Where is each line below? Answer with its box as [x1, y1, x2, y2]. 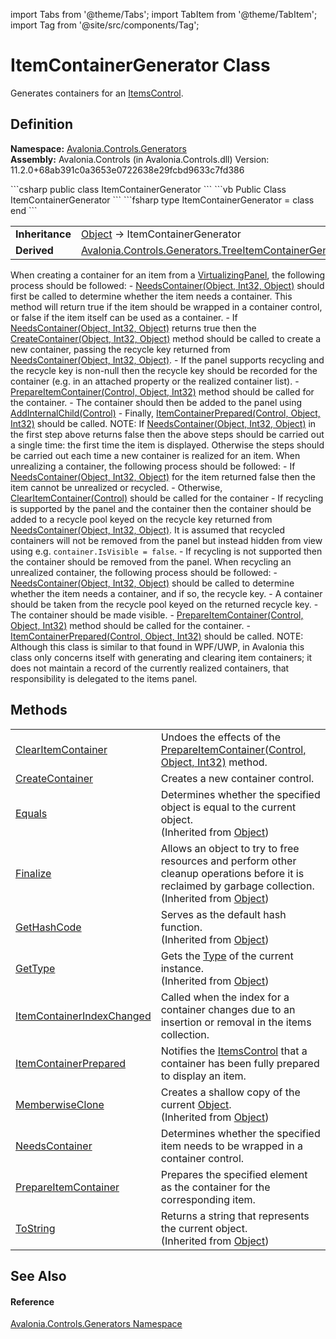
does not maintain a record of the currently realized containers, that [10, 662, 290, 674]
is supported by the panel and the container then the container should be [10, 502, 312, 514]
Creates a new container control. [160, 771, 315, 785]
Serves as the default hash [160, 907, 287, 921]
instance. [160, 961, 204, 975]
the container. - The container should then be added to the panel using [10, 396, 303, 408]
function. [160, 920, 203, 934]
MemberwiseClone [15, 1097, 105, 1111]
